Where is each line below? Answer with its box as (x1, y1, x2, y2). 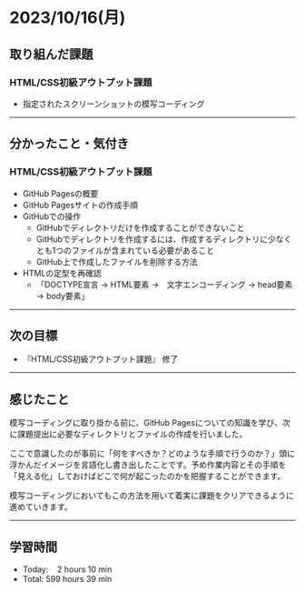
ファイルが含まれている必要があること (71, 245, 215, 256)
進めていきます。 (9, 501, 73, 513)
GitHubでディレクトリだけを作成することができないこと (35, 222, 245, 233)
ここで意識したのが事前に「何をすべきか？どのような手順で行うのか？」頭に (9, 448, 296, 459)
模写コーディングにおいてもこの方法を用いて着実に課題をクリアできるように (9, 490, 295, 501)
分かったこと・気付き (9, 136, 129, 152)
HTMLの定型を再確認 (22, 267, 102, 278)
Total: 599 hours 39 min (22, 574, 113, 584)
